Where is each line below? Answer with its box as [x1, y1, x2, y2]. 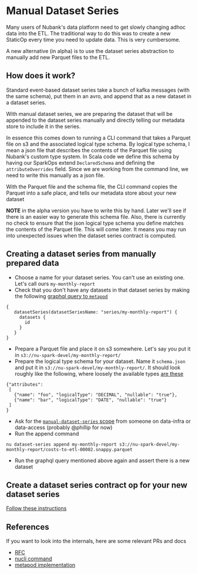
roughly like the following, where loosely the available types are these [14, 370, 183, 377]
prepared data [6, 258, 59, 268]
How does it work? [6, 71, 76, 81]
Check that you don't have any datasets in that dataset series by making [14, 286, 190, 293]
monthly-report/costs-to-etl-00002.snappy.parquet [6, 446, 133, 452]
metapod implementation [14, 562, 75, 569]
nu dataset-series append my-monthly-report [6, 441, 117, 448]
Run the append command [14, 430, 79, 437]
